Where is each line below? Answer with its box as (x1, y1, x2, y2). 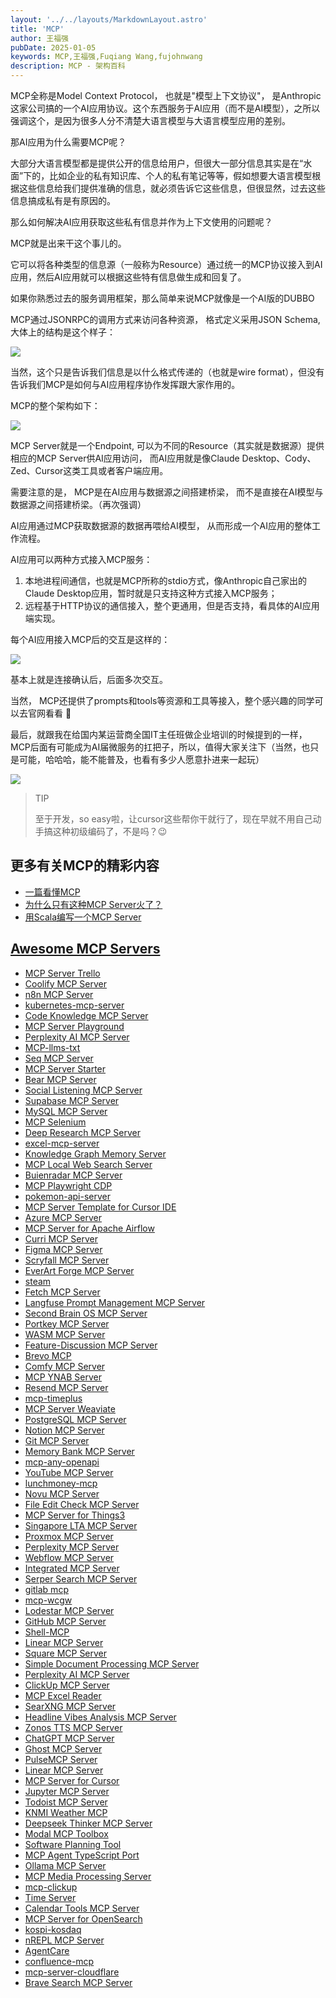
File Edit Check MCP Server (24, 1498, 140, 1510)
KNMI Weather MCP (24, 1806, 108, 1818)
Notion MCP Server (24, 1424, 105, 1436)
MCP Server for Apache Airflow (24, 1222, 155, 1234)
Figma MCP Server (24, 1243, 103, 1255)
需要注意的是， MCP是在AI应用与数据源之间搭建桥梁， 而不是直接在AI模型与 (10, 486, 324, 498)
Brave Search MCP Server (24, 1976, 133, 1988)
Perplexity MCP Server (24, 1541, 120, 1553)
